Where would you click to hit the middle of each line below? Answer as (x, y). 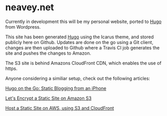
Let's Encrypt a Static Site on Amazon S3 (49, 98)
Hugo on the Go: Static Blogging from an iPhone (56, 88)
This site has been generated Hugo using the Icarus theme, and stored (80, 37)
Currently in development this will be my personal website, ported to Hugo (83, 21)
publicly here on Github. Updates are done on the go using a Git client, (79, 42)
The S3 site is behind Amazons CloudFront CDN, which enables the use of (83, 63)
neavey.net (30, 7)
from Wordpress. (23, 27)
